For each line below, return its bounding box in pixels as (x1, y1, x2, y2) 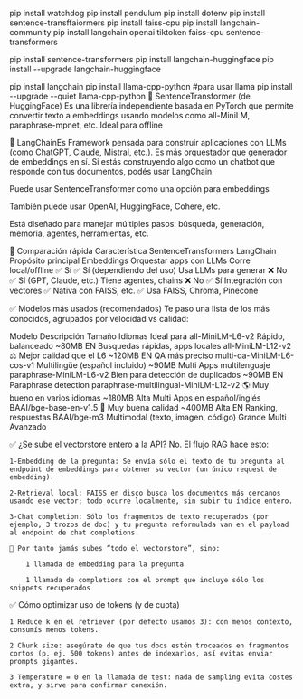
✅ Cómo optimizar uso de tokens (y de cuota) (9, 600, 180, 609)
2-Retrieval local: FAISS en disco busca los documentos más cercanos (9, 488, 281, 497)
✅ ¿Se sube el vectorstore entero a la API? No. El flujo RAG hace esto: (9, 439, 270, 449)
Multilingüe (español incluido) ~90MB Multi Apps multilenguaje (35, 360, 271, 370)
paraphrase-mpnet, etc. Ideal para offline (9, 119, 163, 130)
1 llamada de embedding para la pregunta (25, 560, 184, 569)
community (9, 27, 52, 37)
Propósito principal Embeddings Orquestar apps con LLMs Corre (9, 255, 251, 266)
